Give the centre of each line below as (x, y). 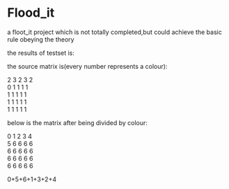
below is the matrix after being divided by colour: (78, 122)
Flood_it (31, 13)
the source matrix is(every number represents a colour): (87, 66)
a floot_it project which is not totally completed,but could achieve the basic (115, 32)
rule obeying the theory (41, 39)
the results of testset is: (41, 53)
